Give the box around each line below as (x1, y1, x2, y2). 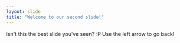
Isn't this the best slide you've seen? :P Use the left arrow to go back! (6, 30, 175, 37)
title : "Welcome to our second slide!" (6, 14, 104, 20)
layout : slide (6, 8, 41, 15)
